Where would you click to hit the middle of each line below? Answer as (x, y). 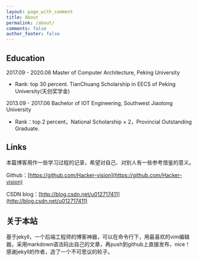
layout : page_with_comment (40, 12)
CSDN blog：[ (23, 194)
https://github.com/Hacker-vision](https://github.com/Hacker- (106, 175)
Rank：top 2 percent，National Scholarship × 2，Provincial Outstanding (103, 122)
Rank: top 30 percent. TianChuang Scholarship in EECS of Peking (95, 84)
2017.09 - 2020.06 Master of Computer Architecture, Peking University (93, 72)
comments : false (26, 28)
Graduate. (27, 128)
